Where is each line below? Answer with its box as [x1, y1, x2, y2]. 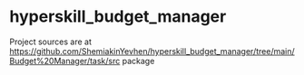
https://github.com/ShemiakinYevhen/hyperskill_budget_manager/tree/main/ [9, 45, 295, 56]
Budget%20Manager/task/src [9, 55, 121, 66]
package [122, 55, 155, 66]
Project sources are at [9, 36, 93, 47]
